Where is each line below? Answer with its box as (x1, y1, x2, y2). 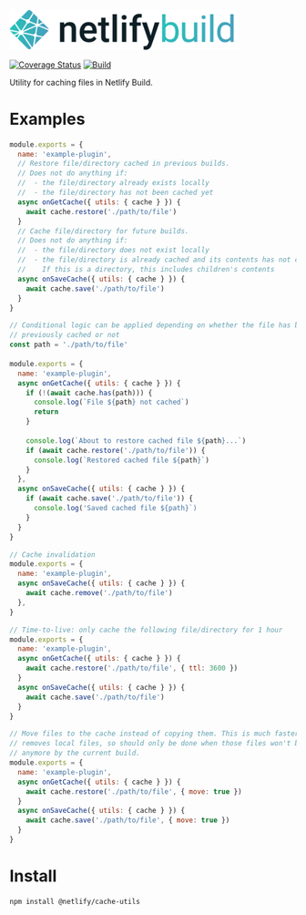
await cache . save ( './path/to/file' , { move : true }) (25, 816, 230, 825)
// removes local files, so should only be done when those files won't (9, 739, 291, 748)
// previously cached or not (9, 331, 120, 340)
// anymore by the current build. (9, 748, 141, 758)
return (33, 407, 59, 416)
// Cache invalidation (9, 550, 96, 560)
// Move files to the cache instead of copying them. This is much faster (9, 729, 300, 738)
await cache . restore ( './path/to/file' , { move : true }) (25, 786, 243, 797)
